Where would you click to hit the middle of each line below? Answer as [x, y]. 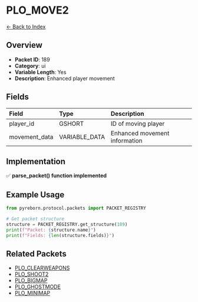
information [127, 141]
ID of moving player [138, 124]
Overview [24, 45]
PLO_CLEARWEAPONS [42, 268]
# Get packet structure [35, 219]
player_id [22, 124]
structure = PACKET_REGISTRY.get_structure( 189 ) [67, 224]
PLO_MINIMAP [32, 293]
